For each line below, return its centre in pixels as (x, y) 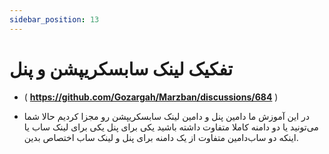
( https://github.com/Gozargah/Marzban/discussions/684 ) (151, 97)
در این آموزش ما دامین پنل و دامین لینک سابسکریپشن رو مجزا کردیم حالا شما (166, 116)
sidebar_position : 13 (54, 19)
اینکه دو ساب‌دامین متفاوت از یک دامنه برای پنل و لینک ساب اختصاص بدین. (161, 137)
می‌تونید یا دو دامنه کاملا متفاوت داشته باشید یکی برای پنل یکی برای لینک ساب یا (171, 127)
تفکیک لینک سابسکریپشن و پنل (121, 68)
